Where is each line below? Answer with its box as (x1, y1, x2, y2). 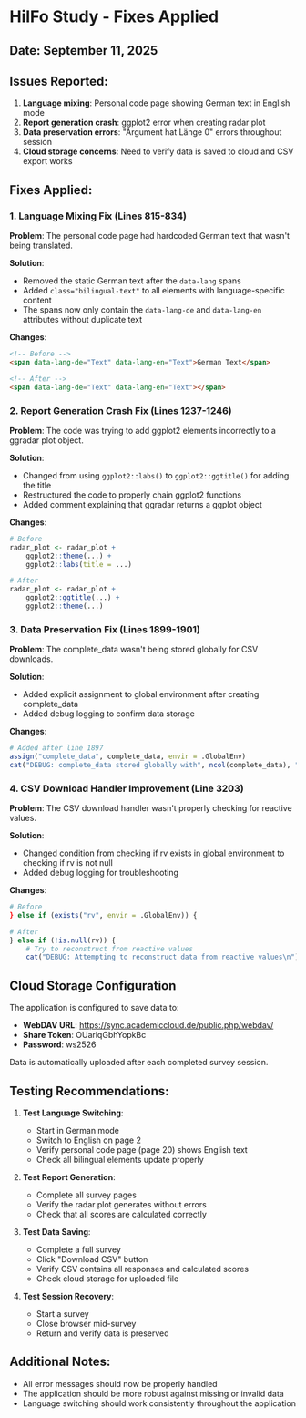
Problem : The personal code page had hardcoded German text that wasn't (9, 231, 290, 241)
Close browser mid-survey (36, 1318, 137, 1329)
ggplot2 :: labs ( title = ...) (25, 560, 132, 569)
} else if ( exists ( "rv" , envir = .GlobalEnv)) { (9, 910, 198, 920)
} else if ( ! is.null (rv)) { (9, 936, 117, 945)
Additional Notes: (9, 1354, 111, 1370)
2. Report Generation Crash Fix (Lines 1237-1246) (9, 404, 232, 416)
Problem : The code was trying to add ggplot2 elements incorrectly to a (9, 425, 276, 436)
